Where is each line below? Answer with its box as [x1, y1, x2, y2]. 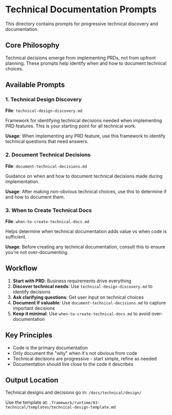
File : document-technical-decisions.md [5, 163, 87, 169]
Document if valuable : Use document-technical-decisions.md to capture [12, 299, 166, 305]
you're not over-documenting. [5, 249, 69, 256]
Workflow [5, 264, 37, 273]
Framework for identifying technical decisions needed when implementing [5, 117, 162, 124]
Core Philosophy [5, 41, 60, 50]
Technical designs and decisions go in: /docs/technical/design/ [5, 389, 142, 395]
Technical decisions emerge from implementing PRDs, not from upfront [5, 55, 156, 61]
